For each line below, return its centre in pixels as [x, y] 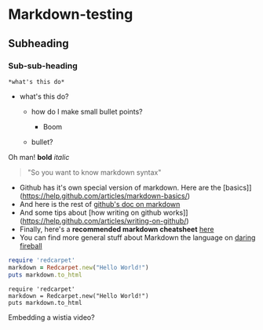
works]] [176, 212]
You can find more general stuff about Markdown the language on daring [137, 238]
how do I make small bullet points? [87, 111]
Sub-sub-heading [43, 66]
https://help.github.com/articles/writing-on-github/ [104, 220]
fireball [31, 245]
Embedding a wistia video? [52, 317]
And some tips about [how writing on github [91, 212]
